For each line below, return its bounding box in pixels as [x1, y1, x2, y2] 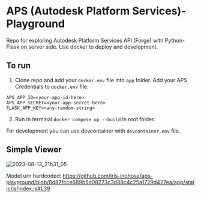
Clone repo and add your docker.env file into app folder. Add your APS [14, 76, 188, 83]
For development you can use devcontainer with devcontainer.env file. [6, 127, 181, 134]
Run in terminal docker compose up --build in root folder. [14, 115, 155, 122]
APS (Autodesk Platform [6, 4, 130, 18]
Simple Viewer [6, 145, 62, 155]
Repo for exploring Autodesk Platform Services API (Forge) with [6, 37, 164, 44]
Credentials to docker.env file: [14, 83, 89, 90]
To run [6, 61, 31, 71]
